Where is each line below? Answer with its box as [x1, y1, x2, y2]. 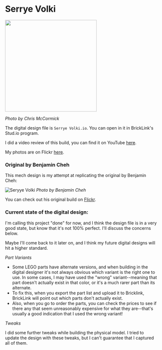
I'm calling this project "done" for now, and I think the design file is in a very [5, 220, 157, 226]
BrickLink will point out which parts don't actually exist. [12, 295, 123, 301]
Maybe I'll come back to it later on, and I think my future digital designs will [5, 240, 155, 245]
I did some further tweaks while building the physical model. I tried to [5, 329, 144, 335]
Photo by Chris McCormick [5, 115, 60, 121]
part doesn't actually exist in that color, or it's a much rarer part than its [12, 280, 155, 285]
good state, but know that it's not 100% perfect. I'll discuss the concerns [5, 225, 151, 231]
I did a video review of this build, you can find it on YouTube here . [5, 139, 137, 145]
